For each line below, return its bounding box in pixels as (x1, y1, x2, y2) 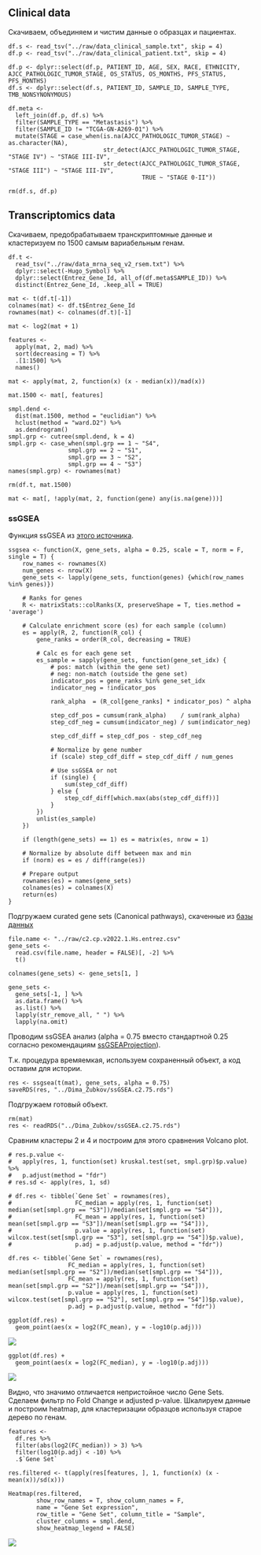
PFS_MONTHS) (8, 76, 47, 85)
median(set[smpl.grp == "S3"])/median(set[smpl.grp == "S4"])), (8, 1206, 223, 1214)
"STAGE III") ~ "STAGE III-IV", (8, 166, 114, 174)
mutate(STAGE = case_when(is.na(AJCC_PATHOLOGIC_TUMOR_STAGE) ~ (15, 132, 230, 140)
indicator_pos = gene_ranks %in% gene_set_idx (50, 677, 206, 685)
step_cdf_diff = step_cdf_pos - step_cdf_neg (50, 732, 202, 740)
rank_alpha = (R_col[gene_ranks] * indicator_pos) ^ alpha (50, 698, 252, 705)
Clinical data (8, 6, 71, 20)
